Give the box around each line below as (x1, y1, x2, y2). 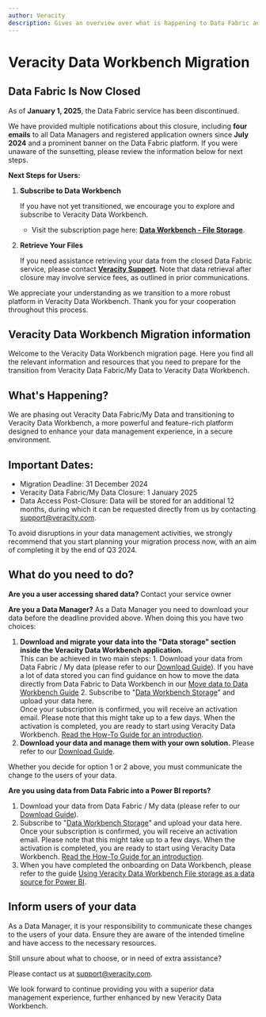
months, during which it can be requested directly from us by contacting (19, 504, 256, 514)
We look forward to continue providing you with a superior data (8, 984, 215, 993)
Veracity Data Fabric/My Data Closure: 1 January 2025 (19, 487, 198, 497)
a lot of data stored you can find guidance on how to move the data (19, 670, 240, 680)
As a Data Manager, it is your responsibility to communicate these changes (8, 921, 253, 930)
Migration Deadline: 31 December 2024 (19, 479, 148, 488)
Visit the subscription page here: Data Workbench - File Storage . (31, 225, 245, 234)
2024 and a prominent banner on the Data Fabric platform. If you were (8, 138, 238, 148)
